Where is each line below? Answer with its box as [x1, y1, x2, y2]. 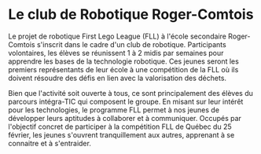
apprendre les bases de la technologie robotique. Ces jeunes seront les [8, 57, 240, 66]
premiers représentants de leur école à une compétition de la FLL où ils [8, 64, 239, 74]
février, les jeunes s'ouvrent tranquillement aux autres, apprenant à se [8, 130, 235, 139]
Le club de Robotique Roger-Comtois [8, 5, 254, 24]
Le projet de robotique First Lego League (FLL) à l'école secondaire [8, 31, 226, 41]
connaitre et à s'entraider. [8, 138, 92, 148]
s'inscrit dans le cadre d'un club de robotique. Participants [36, 39, 226, 49]
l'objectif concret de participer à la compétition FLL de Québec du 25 [8, 122, 232, 131]
